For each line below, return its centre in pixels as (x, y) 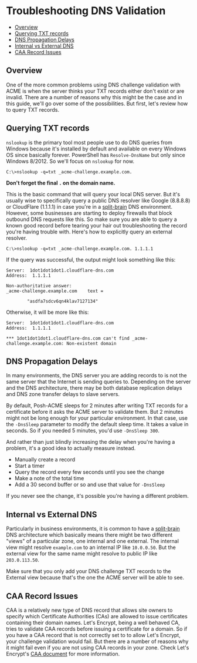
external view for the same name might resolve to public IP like (82, 554)
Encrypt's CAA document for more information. (63, 654)
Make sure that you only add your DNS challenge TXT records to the (89, 571)
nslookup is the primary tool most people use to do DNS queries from (89, 142)
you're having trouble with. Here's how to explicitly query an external (89, 232)
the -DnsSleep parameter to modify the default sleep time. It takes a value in (97, 424)
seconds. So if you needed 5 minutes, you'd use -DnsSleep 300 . (83, 431)
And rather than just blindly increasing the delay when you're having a (91, 442)
